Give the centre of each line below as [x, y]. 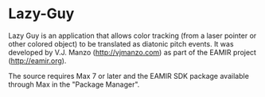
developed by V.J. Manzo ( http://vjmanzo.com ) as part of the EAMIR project [132, 52]
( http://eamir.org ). [37, 61]
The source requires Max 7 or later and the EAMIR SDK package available [129, 76]
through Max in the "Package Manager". [74, 84]
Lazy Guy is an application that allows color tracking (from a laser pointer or [132, 35]
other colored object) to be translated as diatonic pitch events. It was [121, 43]
